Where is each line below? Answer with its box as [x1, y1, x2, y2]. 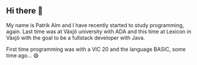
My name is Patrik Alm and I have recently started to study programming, [6, 21, 185, 28]
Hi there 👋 [6, 6, 43, 16]
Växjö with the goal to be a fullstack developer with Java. [6, 34, 146, 41]
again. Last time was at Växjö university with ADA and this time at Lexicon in [6, 28, 192, 35]
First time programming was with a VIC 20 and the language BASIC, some [6, 45, 186, 53]
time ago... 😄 [6, 51, 39, 59]
